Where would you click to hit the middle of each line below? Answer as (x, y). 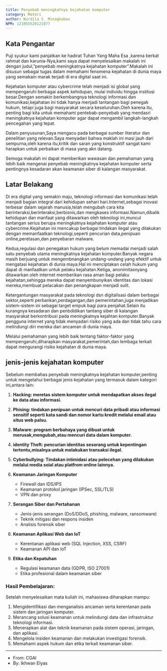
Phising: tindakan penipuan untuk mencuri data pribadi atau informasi (86, 409)
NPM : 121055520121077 (28, 24)
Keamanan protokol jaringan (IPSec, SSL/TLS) (67, 489)
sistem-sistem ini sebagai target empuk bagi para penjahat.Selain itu (76, 305)
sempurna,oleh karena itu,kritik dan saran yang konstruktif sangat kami (78, 144)
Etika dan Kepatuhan (35, 558)
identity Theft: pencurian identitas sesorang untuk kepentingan (80, 445)
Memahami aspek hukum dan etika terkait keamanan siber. (73, 643)
